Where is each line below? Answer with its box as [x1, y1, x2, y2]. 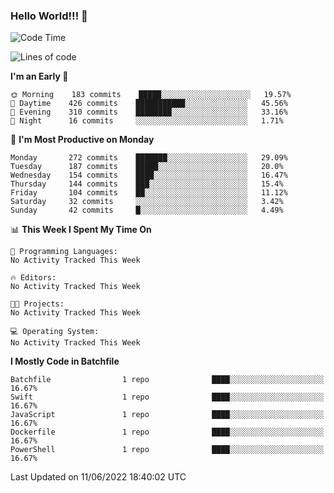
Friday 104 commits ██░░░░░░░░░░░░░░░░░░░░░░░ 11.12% [10, 188, 288, 198]
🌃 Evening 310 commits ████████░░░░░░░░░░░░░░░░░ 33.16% [10, 107, 288, 118]
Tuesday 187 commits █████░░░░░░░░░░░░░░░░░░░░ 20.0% [10, 162, 284, 172]
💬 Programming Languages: [10, 247, 118, 257]
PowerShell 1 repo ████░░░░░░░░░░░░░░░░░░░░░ [10, 445, 325, 455]
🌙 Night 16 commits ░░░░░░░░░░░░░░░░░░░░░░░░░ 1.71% [10, 116, 284, 126]
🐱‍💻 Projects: [10, 299, 65, 309]
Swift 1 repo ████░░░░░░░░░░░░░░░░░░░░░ [10, 392, 325, 403]
